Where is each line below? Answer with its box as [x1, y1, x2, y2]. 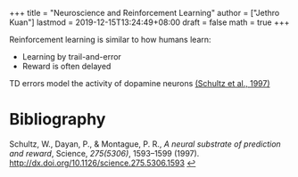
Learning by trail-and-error [21, 52, 122, 61]
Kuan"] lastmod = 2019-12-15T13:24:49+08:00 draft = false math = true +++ [9, 17, 290, 28]
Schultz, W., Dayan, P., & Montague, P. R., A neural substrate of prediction [9, 138, 281, 149]
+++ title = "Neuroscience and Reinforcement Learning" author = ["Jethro [9, 8, 280, 18]
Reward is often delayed [21, 61, 112, 71]
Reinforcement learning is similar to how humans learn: [9, 35, 211, 44]
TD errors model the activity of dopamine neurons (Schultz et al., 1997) [9, 78, 270, 88]
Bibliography [9, 109, 106, 130]
